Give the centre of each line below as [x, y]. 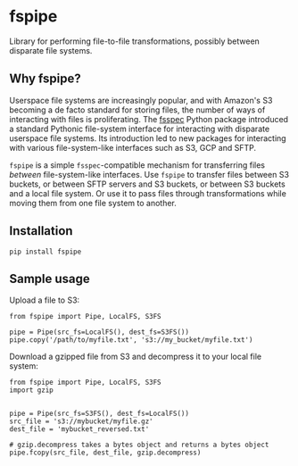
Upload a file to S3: [45, 300]
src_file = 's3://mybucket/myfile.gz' [81, 421]
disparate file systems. [51, 50]
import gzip [31, 390]
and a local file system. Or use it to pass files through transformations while [148, 193]
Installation [41, 231]
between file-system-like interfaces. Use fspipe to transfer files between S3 [149, 174]
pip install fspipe [46, 252]
